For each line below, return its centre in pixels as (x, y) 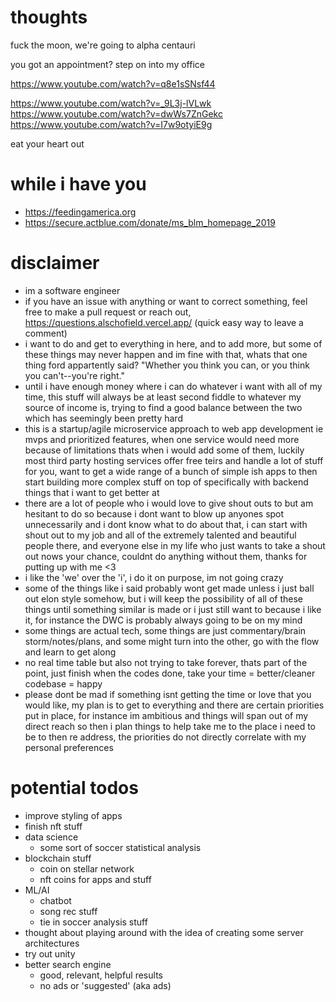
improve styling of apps (73, 815)
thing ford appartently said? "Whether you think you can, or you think (167, 365)
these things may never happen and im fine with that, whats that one (166, 354)
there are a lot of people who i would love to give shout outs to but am (169, 503)
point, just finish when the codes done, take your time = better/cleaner (170, 673)
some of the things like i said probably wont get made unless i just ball (169, 588)
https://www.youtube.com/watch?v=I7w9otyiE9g (111, 124)
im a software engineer (72, 290)
